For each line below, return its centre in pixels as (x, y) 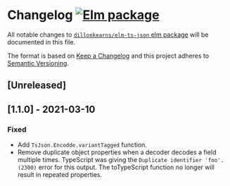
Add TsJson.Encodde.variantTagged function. (82, 145)
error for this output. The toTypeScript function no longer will (126, 167)
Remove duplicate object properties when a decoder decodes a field (117, 152)
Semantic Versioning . (38, 63)
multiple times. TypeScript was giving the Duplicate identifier (110, 160)
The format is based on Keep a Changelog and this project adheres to (108, 56)
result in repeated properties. (60, 175)
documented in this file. (41, 42)
